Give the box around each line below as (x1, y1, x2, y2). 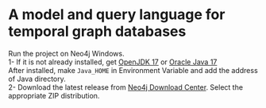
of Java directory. (8, 74, 66, 83)
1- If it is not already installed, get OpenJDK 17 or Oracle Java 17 (8, 57, 218, 67)
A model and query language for (8, 6, 226, 24)
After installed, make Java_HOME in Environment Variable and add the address (8, 65, 258, 75)
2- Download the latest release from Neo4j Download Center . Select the (8, 82, 244, 92)
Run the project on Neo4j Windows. (8, 48, 125, 58)
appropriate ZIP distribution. (8, 91, 100, 100)
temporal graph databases (8, 22, 187, 40)
